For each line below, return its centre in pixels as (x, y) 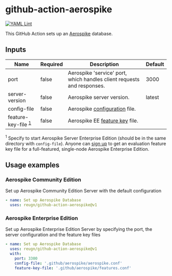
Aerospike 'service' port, (97, 73)
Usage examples (33, 165)
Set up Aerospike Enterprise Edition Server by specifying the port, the (79, 229)
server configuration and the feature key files (53, 235)
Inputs (16, 50)
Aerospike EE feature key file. (103, 121)
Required (51, 64)
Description (104, 64)
